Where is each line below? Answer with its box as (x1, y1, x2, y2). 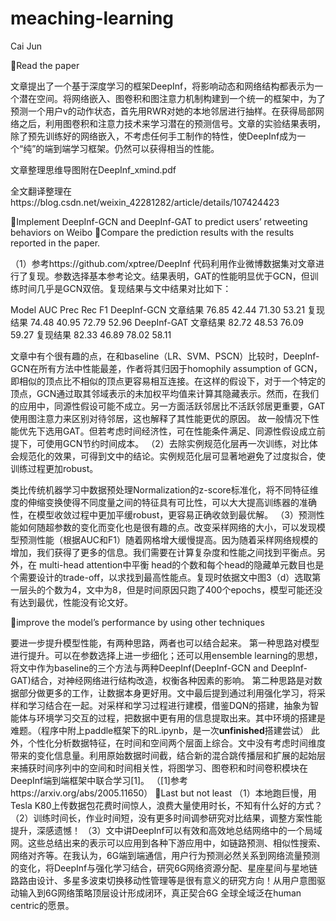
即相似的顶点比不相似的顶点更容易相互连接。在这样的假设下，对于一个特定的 (10, 375, 326, 387)
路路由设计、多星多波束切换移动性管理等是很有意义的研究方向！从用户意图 (10, 874, 317, 886)
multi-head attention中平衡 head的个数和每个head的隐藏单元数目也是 (38, 558, 325, 571)
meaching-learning (10, 7, 175, 30)
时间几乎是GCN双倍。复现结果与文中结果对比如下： (18, 282, 232, 294)
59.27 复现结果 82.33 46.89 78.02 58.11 (10, 328, 172, 341)
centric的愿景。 (10, 899, 75, 911)
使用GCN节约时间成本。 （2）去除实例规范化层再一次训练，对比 (44, 437, 310, 449)
